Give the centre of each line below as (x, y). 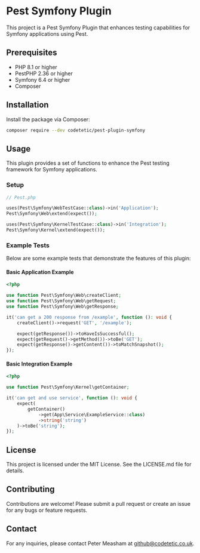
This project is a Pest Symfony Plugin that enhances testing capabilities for (98, 27)
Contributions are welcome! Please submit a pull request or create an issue (99, 503)
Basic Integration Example (39, 364)
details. (15, 471)
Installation (27, 105)
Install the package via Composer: (48, 119)
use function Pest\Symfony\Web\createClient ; (64, 296)
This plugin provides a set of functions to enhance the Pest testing (88, 163)
